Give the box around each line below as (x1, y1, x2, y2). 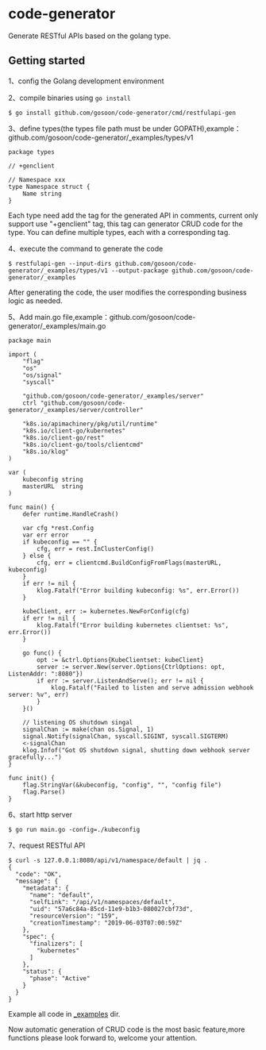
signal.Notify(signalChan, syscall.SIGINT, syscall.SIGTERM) (22, 732, 229, 740)
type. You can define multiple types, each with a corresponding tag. (8, 227, 230, 237)
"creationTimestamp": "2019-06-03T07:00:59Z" (29, 918, 183, 927)
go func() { (22, 648, 62, 657)
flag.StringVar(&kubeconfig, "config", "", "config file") (22, 781, 222, 789)
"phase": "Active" (29, 974, 91, 983)
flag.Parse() (22, 787, 66, 796)
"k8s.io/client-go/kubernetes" (22, 426, 126, 435)
